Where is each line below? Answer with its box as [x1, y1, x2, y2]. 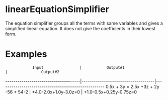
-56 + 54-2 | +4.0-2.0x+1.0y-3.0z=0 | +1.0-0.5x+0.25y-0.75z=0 [5, 89, 137, 95]
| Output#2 [5, 69, 59, 74]
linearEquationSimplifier [5, 4, 109, 15]
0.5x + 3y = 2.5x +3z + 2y [105, 83, 159, 89]
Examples [5, 49, 47, 60]
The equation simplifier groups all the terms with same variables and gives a [5, 20, 163, 26]
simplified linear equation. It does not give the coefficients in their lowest [5, 25, 156, 31]
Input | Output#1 [32, 65, 125, 70]
